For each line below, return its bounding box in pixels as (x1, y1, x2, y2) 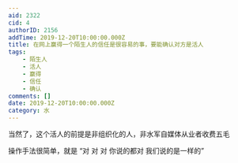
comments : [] (8, 92, 51, 100)
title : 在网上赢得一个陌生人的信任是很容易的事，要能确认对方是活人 (8, 41, 204, 49)
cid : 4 (8, 19, 30, 27)
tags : (8, 48, 26, 56)
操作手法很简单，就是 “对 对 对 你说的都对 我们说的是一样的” (8, 146, 205, 155)
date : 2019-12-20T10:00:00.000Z (8, 99, 115, 107)
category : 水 (8, 107, 50, 115)
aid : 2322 (8, 11, 41, 20)
